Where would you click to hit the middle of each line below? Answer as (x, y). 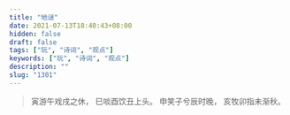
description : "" (39, 67)
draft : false (33, 42)
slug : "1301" (33, 75)
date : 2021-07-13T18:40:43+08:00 (71, 26)
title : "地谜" (34, 17)
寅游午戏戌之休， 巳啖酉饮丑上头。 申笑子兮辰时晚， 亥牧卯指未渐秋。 (158, 101)
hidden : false (35, 34)
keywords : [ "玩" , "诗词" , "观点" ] (69, 58)
